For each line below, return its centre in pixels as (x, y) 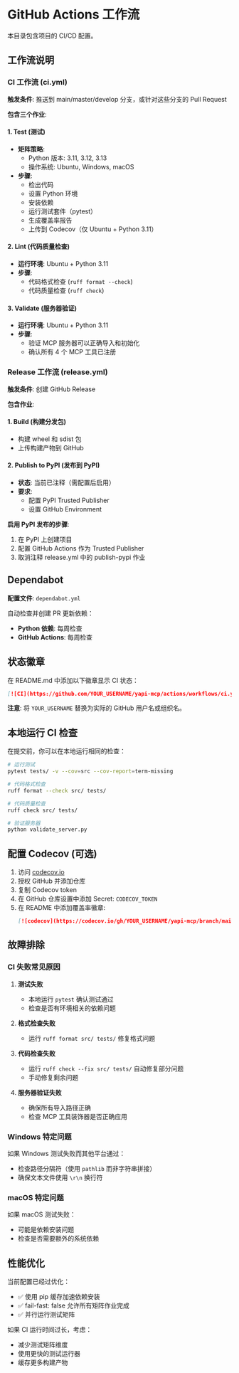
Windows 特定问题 (40, 1137)
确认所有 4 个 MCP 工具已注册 (72, 352)
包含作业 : (21, 404)
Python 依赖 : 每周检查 (50, 628)
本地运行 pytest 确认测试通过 (71, 999)
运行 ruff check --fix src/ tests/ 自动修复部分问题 (106, 1069)
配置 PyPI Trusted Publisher (69, 500)
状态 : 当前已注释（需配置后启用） (66, 482)
